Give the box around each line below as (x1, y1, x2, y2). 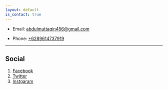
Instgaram (12, 78, 33, 84)
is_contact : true (5, 12, 41, 17)
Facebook (12, 68, 33, 74)
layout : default (5, 7, 39, 12)
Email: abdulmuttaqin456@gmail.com (12, 25, 90, 31)
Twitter (12, 73, 27, 79)
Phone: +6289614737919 (12, 35, 64, 41)
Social (5, 54, 25, 63)
